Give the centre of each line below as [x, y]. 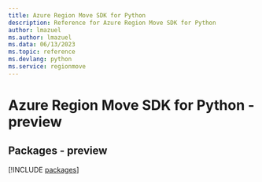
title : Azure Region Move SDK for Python [77, 15]
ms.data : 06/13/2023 [42, 45]
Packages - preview [58, 151]
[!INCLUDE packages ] [44, 169]
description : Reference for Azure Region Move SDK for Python [112, 23]
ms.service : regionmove [47, 67]
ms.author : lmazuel [40, 37]
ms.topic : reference [42, 52]
